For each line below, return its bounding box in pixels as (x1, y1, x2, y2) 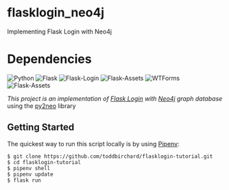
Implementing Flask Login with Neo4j (7, 27, 112, 36)
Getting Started (7, 122, 75, 133)
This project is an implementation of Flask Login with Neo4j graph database (7, 94, 223, 103)
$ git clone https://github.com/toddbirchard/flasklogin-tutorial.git (7, 152, 213, 160)
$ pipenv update (7, 171, 53, 178)
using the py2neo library (7, 101, 77, 110)
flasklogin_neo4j (7, 5, 105, 21)
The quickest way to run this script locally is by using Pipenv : (7, 139, 180, 148)
